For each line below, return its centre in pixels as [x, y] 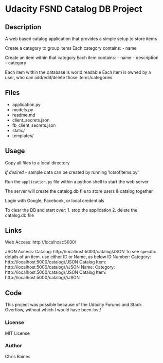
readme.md [24, 115]
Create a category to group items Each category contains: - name [71, 48]
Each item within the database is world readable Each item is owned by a [78, 72]
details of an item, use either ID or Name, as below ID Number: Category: [78, 257]
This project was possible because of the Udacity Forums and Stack [73, 305]
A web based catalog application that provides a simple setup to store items [81, 39]
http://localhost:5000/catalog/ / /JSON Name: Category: [60, 267]
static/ [18, 130]
